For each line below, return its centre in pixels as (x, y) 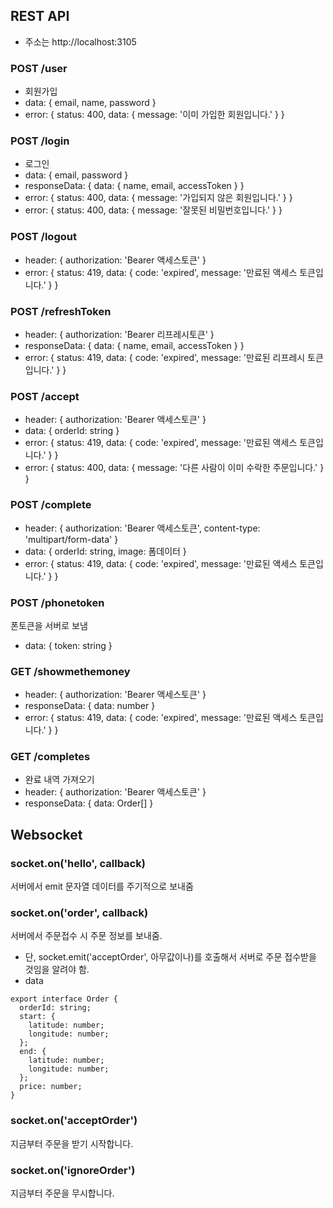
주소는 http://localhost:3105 (80, 41)
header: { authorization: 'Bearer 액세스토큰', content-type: (142, 528)
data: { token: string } (68, 645)
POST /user (39, 68)
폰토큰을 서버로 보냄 (49, 625)
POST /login (40, 141)
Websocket (46, 834)
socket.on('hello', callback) (78, 863)
